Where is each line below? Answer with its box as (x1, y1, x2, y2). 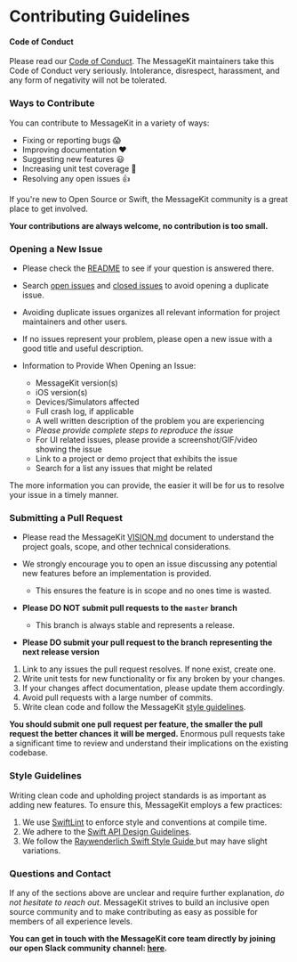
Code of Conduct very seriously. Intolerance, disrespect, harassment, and (9, 65, 280, 77)
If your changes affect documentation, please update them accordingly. (21, 683, 285, 694)
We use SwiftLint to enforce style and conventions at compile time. (21, 817, 268, 827)
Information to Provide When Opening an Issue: (21, 360, 197, 371)
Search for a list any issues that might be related (35, 462, 213, 473)
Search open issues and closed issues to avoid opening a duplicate (21, 280, 269, 290)
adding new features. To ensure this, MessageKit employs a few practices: (9, 799, 283, 810)
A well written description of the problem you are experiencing (35, 415, 265, 426)
